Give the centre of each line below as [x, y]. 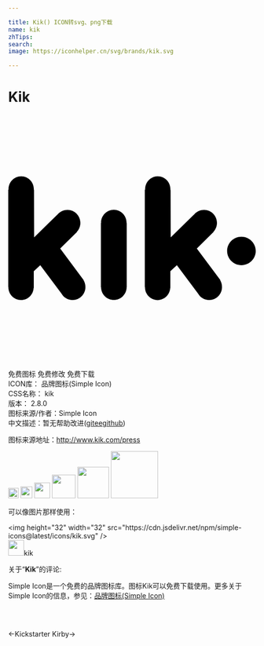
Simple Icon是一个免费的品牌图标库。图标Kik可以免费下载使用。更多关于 [125, 586]
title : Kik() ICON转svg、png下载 [60, 22]
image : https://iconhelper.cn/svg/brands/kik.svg [91, 52]
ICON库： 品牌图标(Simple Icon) [60, 384]
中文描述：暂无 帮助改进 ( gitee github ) [67, 423]
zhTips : [21, 37]
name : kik [24, 29]
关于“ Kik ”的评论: [35, 569]
